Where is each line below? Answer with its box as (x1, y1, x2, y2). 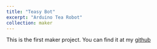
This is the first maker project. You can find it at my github (6, 36, 151, 44)
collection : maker (6, 20, 53, 26)
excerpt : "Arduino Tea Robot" (6, 14, 83, 20)
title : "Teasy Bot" (6, 8, 56, 15)
